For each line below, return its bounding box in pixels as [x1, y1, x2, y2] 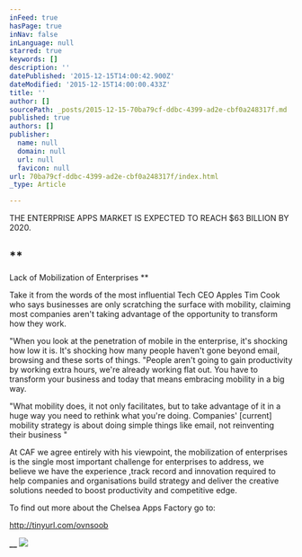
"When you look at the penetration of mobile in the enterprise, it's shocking [9, 335, 288, 346]
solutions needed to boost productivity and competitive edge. [9, 484, 238, 495]
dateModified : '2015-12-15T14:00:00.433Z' [9, 80, 171, 89]
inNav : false [9, 30, 58, 39]
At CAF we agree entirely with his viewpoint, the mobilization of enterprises [9, 446, 288, 457]
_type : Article [9, 181, 67, 190]
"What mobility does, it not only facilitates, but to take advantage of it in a [9, 401, 281, 411]
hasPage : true [9, 22, 63, 31]
